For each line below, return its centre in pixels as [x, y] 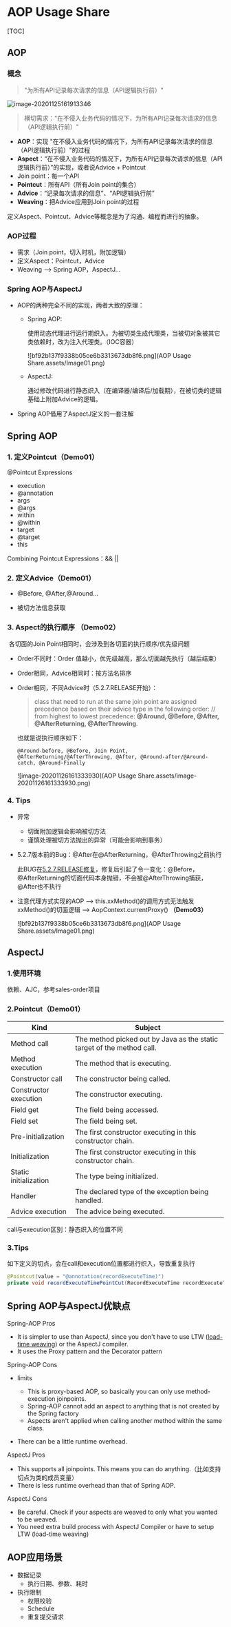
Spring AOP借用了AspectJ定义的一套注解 [75, 414]
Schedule [41, 1609]
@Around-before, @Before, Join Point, [73, 751]
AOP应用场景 [35, 1558]
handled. [89, 1200]
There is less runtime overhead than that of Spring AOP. [96, 1485]
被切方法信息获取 [41, 608]
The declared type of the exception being [142, 1191]
